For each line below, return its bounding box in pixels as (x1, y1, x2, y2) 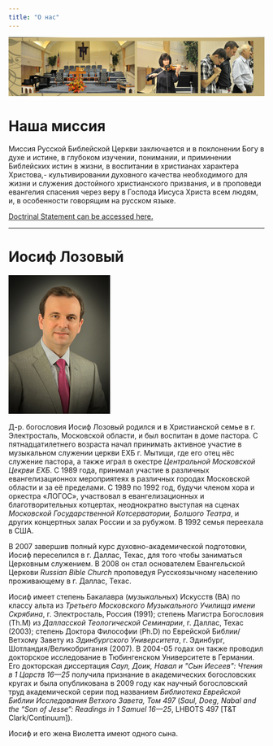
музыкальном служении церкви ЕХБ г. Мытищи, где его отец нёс (8, 447, 235, 457)
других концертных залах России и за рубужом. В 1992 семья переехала (8, 517, 264, 526)
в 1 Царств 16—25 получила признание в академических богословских (8, 670, 257, 679)
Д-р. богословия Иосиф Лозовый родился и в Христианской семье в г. (8, 421, 256, 431)
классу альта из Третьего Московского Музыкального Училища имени (8, 600, 256, 610)
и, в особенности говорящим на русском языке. (8, 195, 176, 205)
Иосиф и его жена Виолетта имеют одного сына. (8, 728, 179, 738)
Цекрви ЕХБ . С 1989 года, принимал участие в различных (8, 465, 210, 475)
